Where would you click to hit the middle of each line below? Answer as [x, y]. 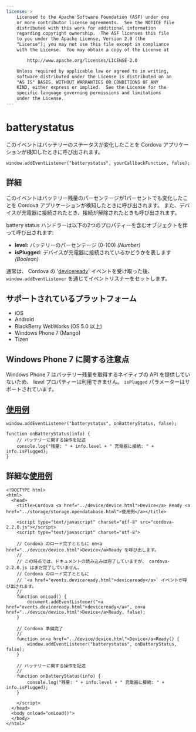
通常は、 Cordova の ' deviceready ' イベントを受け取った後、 [80, 271]
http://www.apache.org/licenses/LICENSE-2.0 [82, 60]
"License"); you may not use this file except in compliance [93, 45]
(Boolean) [27, 259]
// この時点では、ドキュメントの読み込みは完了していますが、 [82, 561]
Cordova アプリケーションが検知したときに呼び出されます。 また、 [99, 205]
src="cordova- [157, 522]
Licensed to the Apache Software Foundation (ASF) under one [93, 17]
